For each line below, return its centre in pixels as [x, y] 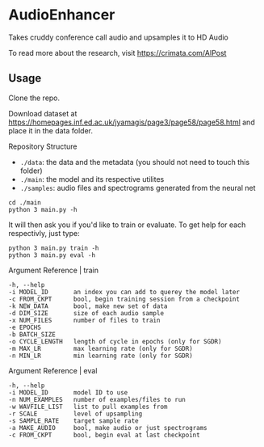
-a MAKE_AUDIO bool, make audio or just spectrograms [108, 428]
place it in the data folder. [50, 130]
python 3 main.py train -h [54, 248]
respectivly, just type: [44, 233]
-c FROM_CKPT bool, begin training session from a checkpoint [124, 299]
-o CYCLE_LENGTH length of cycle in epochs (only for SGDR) [115, 341]
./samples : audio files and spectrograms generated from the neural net [138, 188]
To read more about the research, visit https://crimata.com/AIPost [117, 53]
